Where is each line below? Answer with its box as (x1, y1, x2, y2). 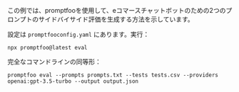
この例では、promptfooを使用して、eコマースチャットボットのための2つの (7, 6, 226, 14)
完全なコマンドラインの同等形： (7, 57, 101, 66)
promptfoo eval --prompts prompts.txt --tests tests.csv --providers (7, 71, 219, 79)
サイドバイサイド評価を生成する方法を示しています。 (38, 15, 194, 23)
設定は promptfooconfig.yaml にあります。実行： (7, 30, 150, 38)
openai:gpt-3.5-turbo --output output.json (7, 78, 139, 85)
